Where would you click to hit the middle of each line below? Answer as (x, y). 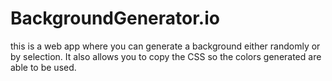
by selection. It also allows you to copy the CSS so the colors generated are (166, 56)
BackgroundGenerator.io (115, 18)
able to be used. (43, 67)
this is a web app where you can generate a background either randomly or (165, 46)
